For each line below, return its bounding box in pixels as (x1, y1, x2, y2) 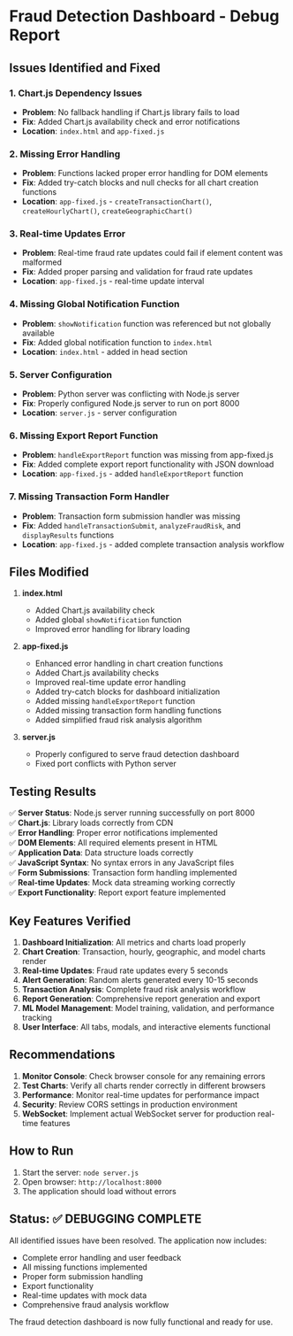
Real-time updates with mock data (21, 1290, 147, 1301)
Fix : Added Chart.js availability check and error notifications (21, 116, 241, 127)
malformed (21, 257, 62, 267)
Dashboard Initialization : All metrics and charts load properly (21, 937, 246, 948)
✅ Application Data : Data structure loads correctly (9, 847, 194, 858)
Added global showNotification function (34, 614, 183, 625)
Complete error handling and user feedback (21, 1252, 182, 1263)
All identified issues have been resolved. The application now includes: (9, 1235, 267, 1246)
